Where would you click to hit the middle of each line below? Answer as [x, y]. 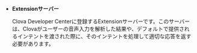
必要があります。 [33, 44]
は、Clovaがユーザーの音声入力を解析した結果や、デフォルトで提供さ [98, 29]
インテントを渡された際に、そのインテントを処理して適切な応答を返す [104, 36]
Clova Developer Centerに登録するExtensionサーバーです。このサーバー [101, 21]
